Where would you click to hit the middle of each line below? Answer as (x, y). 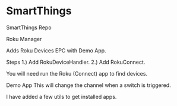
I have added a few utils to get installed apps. (61, 96)
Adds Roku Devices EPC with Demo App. (56, 50)
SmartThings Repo (29, 27)
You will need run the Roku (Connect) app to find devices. (77, 73)
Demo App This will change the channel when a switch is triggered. (88, 85)
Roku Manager (24, 39)
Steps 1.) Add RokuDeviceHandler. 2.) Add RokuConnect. (76, 62)
